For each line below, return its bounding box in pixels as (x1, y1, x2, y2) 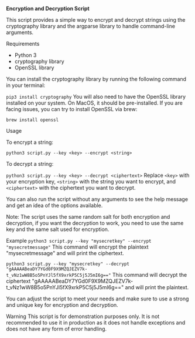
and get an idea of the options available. (6, 202, 103, 209)
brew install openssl (6, 117, 59, 123)
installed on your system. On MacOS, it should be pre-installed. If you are (6, 99, 183, 106)
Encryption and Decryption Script (6, 5, 90, 12)
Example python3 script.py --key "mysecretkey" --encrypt (6, 237, 152, 244)
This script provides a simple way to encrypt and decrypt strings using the (6, 16, 186, 23)
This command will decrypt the (112, 272, 187, 278)
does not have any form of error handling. (6, 326, 107, 332)
